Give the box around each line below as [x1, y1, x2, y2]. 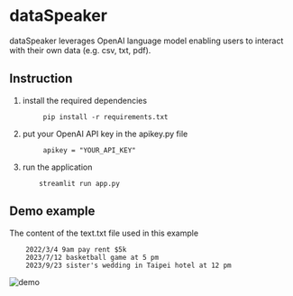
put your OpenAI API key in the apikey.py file [22, 128, 188, 139]
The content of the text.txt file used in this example [9, 227, 199, 238]
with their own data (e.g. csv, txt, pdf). [9, 44, 151, 55]
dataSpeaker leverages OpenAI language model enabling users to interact [9, 35, 284, 46]
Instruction [9, 71, 73, 87]
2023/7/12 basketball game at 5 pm [25, 253, 160, 262]
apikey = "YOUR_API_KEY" [42, 145, 137, 154]
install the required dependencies [22, 95, 147, 106]
